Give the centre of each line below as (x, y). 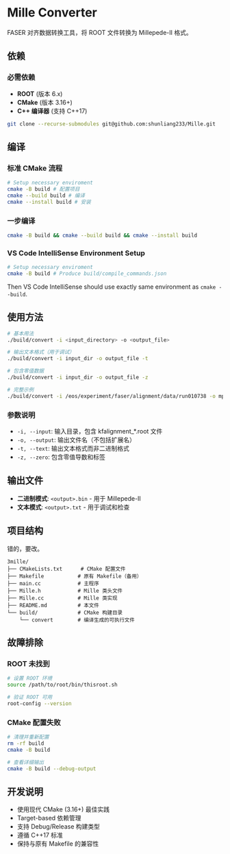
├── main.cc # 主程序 (53, 583)
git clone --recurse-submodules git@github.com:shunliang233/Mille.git (111, 124)
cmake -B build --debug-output (52, 769)
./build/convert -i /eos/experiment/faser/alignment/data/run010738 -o (111, 396)
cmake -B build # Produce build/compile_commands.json (87, 274)
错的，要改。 (25, 548)
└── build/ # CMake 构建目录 (65, 613)
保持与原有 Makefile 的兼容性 (58, 844)
